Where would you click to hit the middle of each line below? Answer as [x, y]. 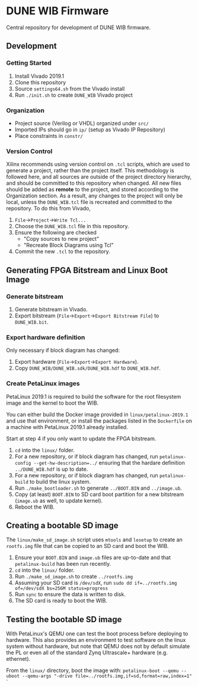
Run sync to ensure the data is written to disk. [70, 594]
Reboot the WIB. [35, 507]
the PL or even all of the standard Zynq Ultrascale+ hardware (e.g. [87, 653]
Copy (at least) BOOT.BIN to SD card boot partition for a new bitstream [99, 494]
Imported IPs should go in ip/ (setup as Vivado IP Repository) [90, 130]
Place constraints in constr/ [49, 135]
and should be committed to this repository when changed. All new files [94, 183]
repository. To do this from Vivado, [48, 209]
